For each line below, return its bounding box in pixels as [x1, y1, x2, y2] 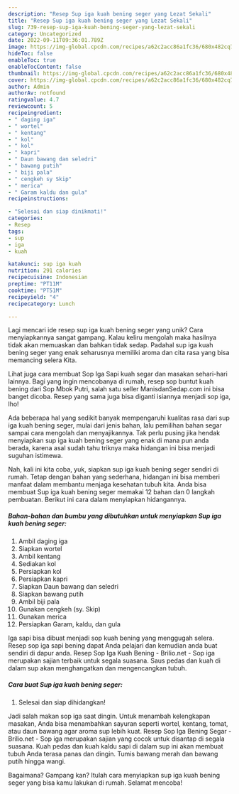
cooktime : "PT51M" [8, 287, 62, 294]
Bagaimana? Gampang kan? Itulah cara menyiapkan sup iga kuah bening [8, 771, 221, 780]
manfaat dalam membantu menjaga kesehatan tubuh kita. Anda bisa [8, 480, 207, 489]
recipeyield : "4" [8, 293, 60, 300]
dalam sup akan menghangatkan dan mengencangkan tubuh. [8, 664, 187, 673]
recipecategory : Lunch [8, 300, 75, 308]
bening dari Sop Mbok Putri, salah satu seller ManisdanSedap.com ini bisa [8, 385, 225, 393]
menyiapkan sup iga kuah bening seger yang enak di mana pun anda [8, 436, 209, 445]
